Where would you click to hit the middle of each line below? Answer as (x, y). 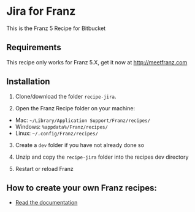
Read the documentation (46, 203)
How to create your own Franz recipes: (82, 188)
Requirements (34, 47)
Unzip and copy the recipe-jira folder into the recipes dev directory (102, 157)
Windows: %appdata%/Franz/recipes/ (62, 126)
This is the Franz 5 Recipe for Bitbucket (56, 28)
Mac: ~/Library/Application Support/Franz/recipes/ (83, 120)
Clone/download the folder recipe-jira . (66, 96)
